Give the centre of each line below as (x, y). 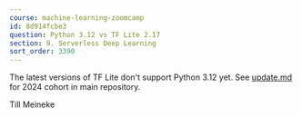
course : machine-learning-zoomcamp (77, 18)
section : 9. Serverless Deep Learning (83, 43)
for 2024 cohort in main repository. (75, 87)
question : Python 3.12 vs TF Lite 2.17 (85, 34)
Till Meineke (32, 104)
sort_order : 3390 (42, 52)
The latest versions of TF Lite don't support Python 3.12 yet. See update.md (151, 77)
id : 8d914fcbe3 (38, 26)
